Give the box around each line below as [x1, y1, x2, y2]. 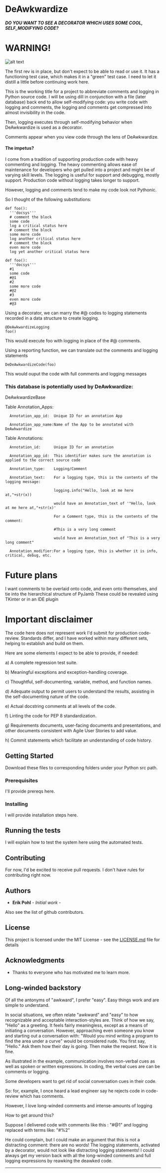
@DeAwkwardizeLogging [5, 325, 50, 330]
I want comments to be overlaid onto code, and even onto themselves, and [5, 586, 157, 592]
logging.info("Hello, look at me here [53, 488, 134, 493]
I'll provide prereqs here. [5, 788, 55, 795]
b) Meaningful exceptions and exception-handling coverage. [5, 669, 128, 675]
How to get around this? [5, 1112, 54, 1118]
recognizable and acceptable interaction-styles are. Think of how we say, [5, 1017, 155, 1023]
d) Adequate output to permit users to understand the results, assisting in [5, 689, 155, 695]
